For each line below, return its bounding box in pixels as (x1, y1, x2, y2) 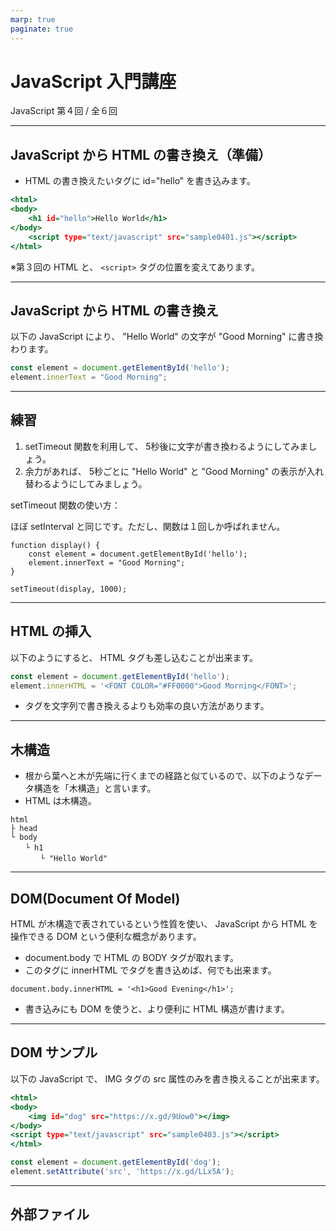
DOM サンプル (10, 1044, 98, 1061)
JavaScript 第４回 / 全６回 (10, 105, 118, 117)
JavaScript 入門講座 (10, 70, 177, 93)
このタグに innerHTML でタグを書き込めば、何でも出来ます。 (24, 964, 277, 976)
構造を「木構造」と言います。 (33, 782, 157, 795)
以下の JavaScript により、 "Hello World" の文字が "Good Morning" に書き (10, 331, 315, 343)
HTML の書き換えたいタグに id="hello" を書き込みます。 (24, 175, 256, 187)
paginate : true (10, 24, 74, 34)
